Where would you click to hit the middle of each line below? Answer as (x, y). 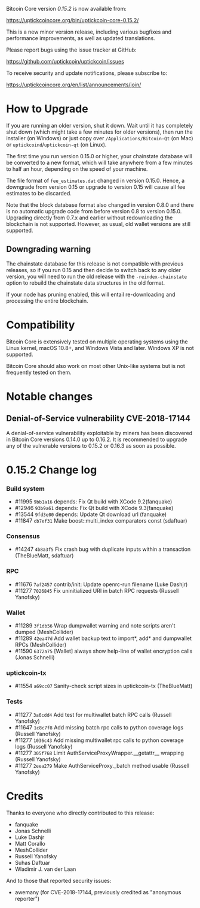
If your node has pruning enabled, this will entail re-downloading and (91, 294)
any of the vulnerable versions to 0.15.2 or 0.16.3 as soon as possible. (91, 445)
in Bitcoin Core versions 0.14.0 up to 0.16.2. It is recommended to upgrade (97, 439)
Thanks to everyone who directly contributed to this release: (80, 813)
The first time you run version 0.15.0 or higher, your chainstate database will (99, 156)
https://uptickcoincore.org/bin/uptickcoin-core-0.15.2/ (73, 20)
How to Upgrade (47, 109)
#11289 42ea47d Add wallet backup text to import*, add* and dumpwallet (103, 638)
